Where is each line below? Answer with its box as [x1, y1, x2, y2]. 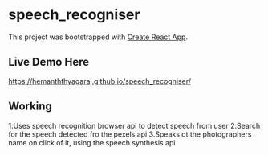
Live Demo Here [8, 55, 90, 69]
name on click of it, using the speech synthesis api [8, 137, 176, 147]
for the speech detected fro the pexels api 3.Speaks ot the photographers [8, 129, 252, 139]
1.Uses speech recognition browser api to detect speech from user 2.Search [8, 121, 261, 130]
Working [8, 100, 52, 113]
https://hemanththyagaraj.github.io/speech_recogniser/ [8, 76, 191, 85]
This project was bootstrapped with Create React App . [8, 32, 189, 42]
